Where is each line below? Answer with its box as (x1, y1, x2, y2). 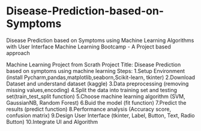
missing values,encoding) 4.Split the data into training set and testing (6, 86, 178, 93)
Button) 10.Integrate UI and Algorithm (6, 118, 98, 125)
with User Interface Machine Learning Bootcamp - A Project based (6, 43, 171, 50)
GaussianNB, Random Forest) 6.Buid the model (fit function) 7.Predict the (6, 99, 187, 106)
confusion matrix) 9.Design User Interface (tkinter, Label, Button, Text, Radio (6, 112, 195, 119)
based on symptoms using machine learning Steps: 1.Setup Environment (6, 67, 185, 74)
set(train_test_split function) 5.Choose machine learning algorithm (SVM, (6, 93, 185, 100)
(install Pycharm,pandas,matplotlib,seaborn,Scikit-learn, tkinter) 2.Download (6, 74, 196, 81)
